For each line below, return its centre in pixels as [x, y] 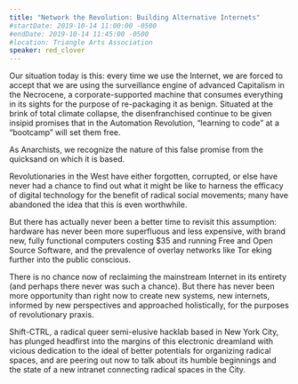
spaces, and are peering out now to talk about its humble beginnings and [143, 360]
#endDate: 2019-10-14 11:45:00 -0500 [79, 34]
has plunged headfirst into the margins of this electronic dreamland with [141, 341]
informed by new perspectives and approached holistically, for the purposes [149, 305]
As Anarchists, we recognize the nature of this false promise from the [137, 150]
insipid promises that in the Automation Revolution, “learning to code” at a [145, 123]
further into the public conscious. [70, 260]
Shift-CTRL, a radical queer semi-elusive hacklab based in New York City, [144, 332]
